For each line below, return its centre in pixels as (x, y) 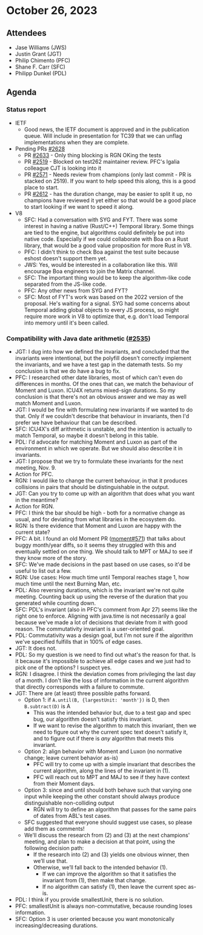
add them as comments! (54, 828)
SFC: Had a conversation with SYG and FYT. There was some (101, 220)
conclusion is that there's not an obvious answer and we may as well (101, 397)
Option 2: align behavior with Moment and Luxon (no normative (103, 751)
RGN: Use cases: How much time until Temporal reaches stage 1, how (102, 577)
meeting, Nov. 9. (35, 467)
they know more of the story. (51, 558)
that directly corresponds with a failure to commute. (80, 687)
